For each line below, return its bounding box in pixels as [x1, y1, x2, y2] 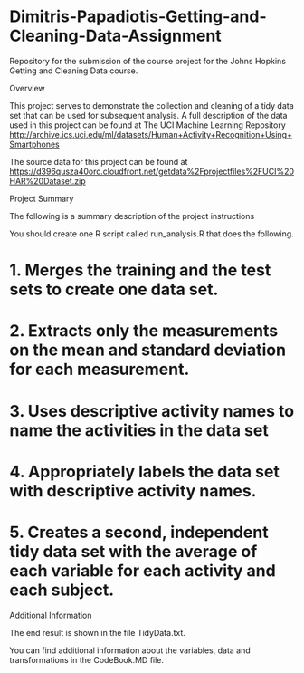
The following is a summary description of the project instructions [9, 210, 255, 221]
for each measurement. [9, 360, 190, 380]
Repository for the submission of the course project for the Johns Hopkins [9, 55, 287, 66]
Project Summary [9, 193, 74, 204]
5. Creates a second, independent [9, 522, 269, 543]
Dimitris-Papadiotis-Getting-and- [9, 6, 267, 27]
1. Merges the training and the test [9, 260, 271, 281]
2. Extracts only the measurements [9, 321, 279, 341]
